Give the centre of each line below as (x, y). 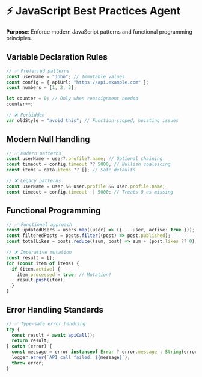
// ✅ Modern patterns (34, 153)
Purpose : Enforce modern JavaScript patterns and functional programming (99, 32)
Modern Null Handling (48, 139)
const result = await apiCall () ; (54, 335)
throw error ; (28, 363)
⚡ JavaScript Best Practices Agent (93, 11)
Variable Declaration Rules (57, 57)
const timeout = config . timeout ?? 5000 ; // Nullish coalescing (88, 164)
